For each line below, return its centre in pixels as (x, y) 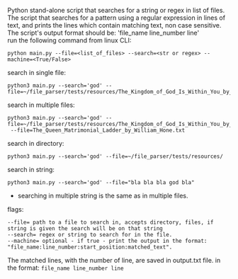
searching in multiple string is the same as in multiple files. (103, 195)
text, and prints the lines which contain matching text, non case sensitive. (114, 25)
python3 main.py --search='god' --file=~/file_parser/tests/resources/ (115, 156)
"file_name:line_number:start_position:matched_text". (90, 247)
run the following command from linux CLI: (69, 40)
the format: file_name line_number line (66, 268)
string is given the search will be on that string (85, 229)
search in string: (31, 170)
